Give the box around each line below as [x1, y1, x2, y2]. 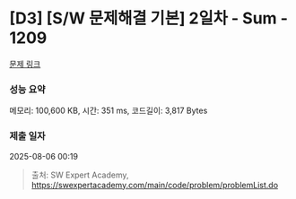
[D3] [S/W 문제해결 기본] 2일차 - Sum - [9, 8, 289, 29]
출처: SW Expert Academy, [30, 169, 129, 180]
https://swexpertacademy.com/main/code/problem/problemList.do [30, 179, 279, 190]
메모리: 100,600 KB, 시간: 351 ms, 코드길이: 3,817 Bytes [9, 105, 208, 117]
